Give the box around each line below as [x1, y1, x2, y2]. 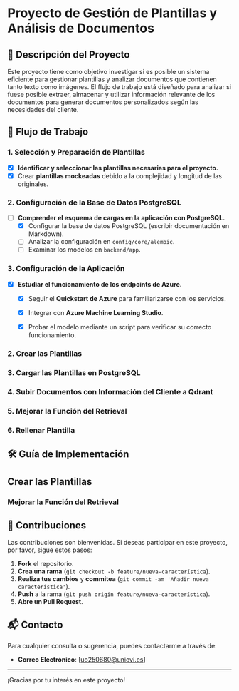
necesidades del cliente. [7, 106, 79, 113]
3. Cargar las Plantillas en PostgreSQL [7, 367, 141, 377]
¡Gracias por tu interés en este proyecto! [7, 675, 126, 684]
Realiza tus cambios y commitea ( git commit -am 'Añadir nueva [17, 575, 209, 583]
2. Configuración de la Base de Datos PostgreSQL [7, 198, 181, 208]
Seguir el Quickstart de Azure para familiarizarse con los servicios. [28, 294, 226, 302]
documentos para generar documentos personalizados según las [7, 98, 199, 106]
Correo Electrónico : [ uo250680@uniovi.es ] [17, 655, 146, 664]
